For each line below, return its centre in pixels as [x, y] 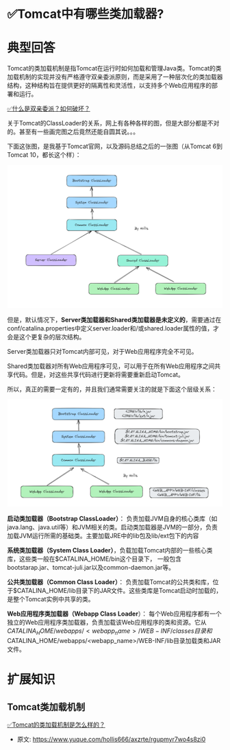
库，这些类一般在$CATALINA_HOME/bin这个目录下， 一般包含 [94, 559]
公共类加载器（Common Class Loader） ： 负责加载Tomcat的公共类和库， [110, 582]
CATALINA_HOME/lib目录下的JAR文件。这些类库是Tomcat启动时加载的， [119, 591]
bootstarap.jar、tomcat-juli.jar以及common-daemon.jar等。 [91, 568]
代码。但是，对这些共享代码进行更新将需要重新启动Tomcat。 [99, 375]
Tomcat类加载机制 [46, 707]
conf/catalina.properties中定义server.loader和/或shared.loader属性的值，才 [113, 328]
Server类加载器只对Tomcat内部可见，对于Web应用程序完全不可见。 [102, 352]
